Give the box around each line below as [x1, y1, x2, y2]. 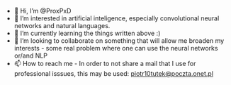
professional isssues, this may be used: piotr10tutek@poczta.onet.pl [13, 70, 214, 77]
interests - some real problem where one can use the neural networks [13, 44, 218, 52]
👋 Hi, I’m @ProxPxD [13, 7, 72, 15]
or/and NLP [13, 51, 48, 60]
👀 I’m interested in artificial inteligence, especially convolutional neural [13, 14, 220, 22]
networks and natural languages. [13, 22, 111, 30]
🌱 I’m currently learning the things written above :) [13, 29, 161, 37]
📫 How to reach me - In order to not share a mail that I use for [13, 60, 196, 67]
